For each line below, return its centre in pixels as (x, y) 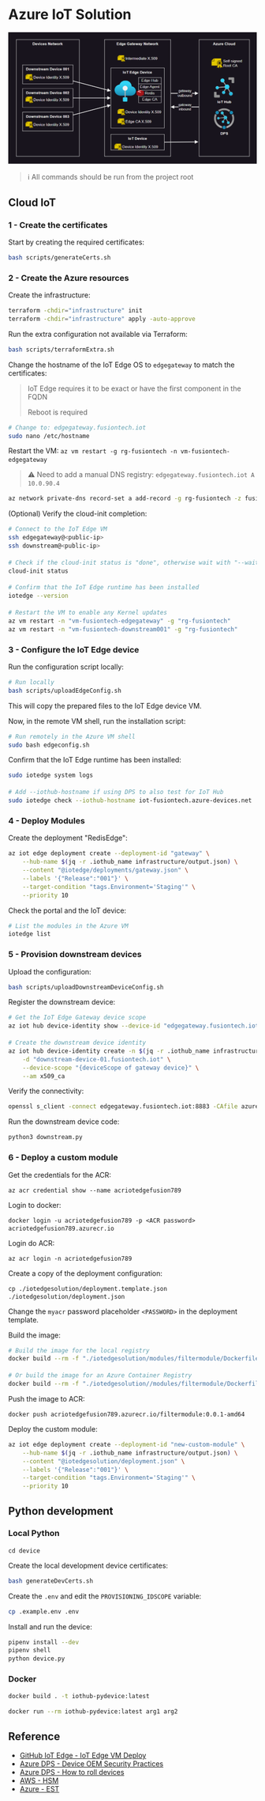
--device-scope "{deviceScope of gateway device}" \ (111, 1068)
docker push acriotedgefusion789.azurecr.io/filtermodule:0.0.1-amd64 (127, 1414)
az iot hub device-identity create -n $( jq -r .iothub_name (109, 1051)
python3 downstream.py (45, 1137)
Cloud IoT (32, 202)
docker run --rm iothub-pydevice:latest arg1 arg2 (93, 1712)
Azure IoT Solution (70, 15)
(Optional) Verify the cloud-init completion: (78, 514)
